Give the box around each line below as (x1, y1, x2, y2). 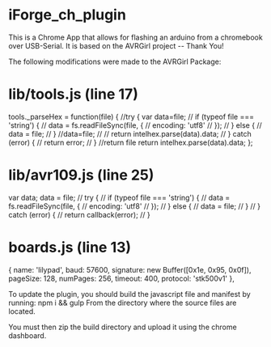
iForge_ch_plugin (8, 6, 127, 24)
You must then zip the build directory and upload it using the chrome (8, 322, 237, 332)
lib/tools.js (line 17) (8, 85, 139, 104)
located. (8, 306, 36, 316)
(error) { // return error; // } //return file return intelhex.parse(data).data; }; (8, 138, 253, 147)
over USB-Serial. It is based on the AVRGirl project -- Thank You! (8, 40, 224, 50)
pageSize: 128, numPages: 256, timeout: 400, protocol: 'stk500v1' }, (8, 273, 235, 283)
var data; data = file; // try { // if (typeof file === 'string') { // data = (8, 193, 231, 202)
